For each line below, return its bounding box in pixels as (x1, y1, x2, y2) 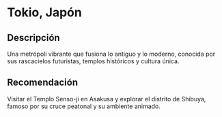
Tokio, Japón (7, 5, 82, 20)
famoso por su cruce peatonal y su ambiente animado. (7, 102, 161, 110)
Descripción (7, 32, 60, 44)
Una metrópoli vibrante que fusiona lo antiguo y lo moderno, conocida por (7, 50, 216, 58)
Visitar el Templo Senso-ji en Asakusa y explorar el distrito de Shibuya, (7, 95, 206, 103)
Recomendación (7, 77, 79, 88)
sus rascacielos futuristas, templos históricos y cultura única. (7, 57, 180, 65)
